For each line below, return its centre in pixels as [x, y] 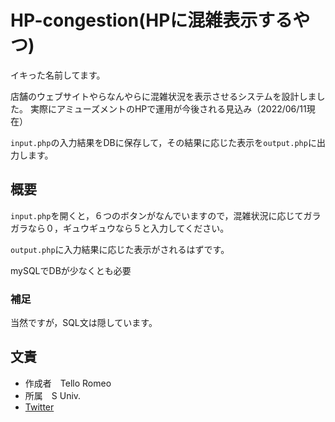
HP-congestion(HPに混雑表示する [151, 20]
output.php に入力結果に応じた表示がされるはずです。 [120, 249]
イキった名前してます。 [58, 75]
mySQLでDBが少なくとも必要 [71, 270]
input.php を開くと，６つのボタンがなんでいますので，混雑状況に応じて [157, 215]
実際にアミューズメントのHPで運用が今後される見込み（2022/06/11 [168, 108]
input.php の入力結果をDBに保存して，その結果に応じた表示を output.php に [163, 142]
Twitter [39, 407]
